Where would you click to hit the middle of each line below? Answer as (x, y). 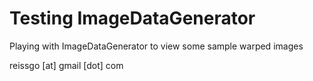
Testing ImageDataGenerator (132, 18)
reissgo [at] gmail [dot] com (66, 65)
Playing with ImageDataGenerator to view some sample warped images (156, 46)
